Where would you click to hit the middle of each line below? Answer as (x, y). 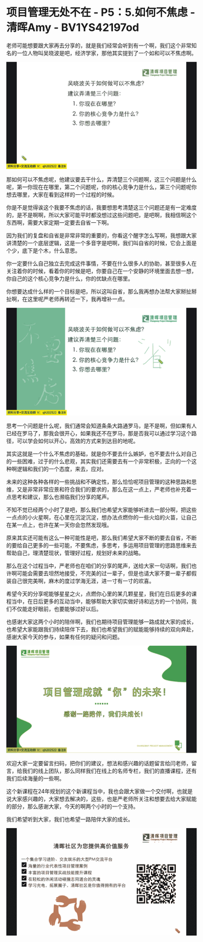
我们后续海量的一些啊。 (35, 779)
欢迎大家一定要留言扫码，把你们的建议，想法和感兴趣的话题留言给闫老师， (99, 763)
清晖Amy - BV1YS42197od (73, 28)
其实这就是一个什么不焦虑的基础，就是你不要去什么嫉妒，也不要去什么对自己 (101, 453)
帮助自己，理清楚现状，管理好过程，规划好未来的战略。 (75, 553)
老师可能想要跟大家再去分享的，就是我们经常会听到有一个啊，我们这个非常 (99, 45)
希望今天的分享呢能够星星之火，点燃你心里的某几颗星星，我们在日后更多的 (99, 593)
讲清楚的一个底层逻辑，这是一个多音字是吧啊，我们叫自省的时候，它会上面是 (101, 243)
